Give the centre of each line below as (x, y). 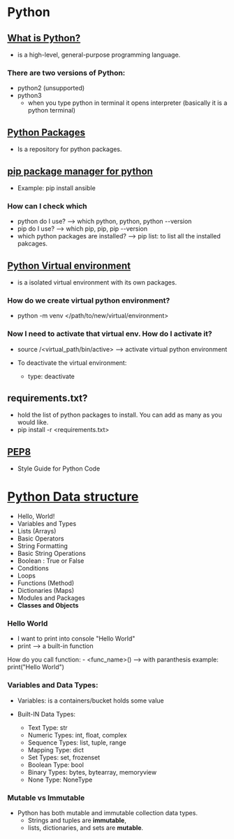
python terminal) (51, 110)
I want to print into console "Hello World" (76, 639)
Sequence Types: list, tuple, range (77, 743)
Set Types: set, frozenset (64, 757)
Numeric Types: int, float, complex (77, 735)
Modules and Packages (51, 598)
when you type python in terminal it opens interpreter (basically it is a (127, 103)
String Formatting (43, 546)
